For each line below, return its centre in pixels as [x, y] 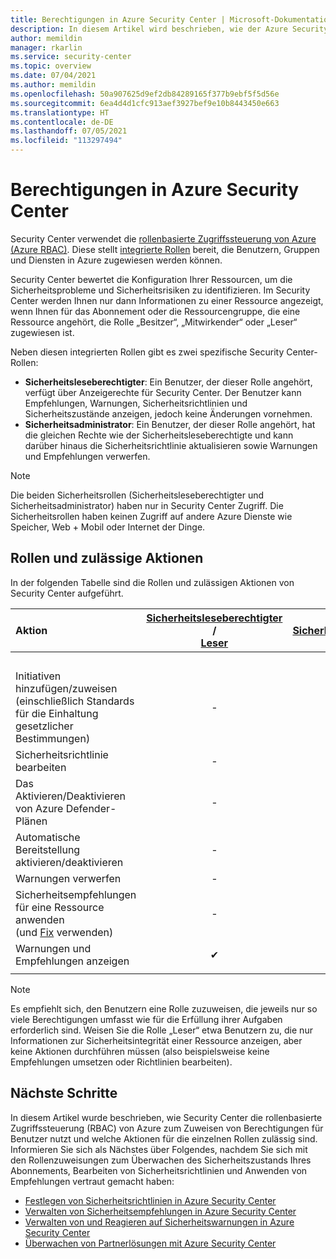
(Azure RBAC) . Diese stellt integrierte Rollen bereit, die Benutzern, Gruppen [165, 249]
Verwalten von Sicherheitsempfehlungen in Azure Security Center [160, 1211]
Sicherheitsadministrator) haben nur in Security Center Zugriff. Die [147, 505]
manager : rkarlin [46, 47]
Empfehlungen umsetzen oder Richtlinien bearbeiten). [121, 1062]
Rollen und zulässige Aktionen [107, 558]
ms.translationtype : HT [60, 112]
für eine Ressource [60, 907]
